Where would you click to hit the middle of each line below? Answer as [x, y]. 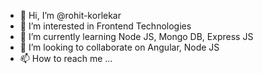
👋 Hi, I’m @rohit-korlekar [70, 15]
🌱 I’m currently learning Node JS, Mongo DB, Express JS [136, 36]
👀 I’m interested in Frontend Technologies [105, 26]
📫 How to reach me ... [66, 58]
